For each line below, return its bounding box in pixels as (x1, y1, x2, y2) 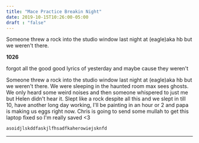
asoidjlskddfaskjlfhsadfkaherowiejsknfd (6, 125, 108, 132)
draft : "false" (6, 19, 46, 25)
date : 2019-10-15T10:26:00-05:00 (6, 14, 89, 20)
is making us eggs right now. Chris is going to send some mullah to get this (6, 108, 189, 115)
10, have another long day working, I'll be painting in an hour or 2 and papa (6, 102, 189, 109)
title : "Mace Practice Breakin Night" (6, 8, 102, 15)
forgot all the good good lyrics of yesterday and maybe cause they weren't (6, 65, 188, 72)
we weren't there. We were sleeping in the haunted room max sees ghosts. (6, 83, 189, 90)
